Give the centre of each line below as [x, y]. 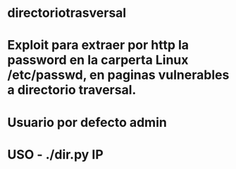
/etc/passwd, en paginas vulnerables [118, 75]
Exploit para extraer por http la [98, 45]
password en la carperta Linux [98, 60]
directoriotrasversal [67, 13]
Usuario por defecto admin [87, 122]
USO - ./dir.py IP [55, 155]
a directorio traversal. [72, 90]
